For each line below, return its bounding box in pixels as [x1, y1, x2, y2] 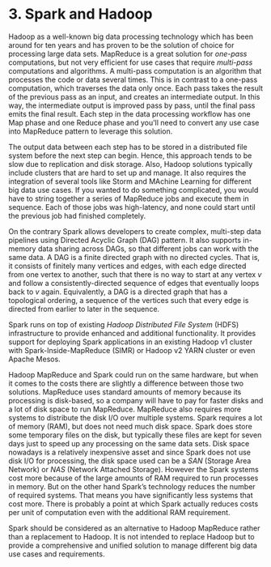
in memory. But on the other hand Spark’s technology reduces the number [8, 481, 256, 491]
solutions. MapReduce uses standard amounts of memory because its [8, 386, 242, 397]
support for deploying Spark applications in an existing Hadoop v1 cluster [8, 337, 253, 347]
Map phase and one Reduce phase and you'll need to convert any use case [8, 117, 260, 127]
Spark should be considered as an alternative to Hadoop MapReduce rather [8, 523, 260, 533]
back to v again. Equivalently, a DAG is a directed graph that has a [8, 287, 228, 296]
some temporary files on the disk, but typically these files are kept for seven [8, 430, 262, 440]
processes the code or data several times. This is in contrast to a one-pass [8, 75, 258, 84]
